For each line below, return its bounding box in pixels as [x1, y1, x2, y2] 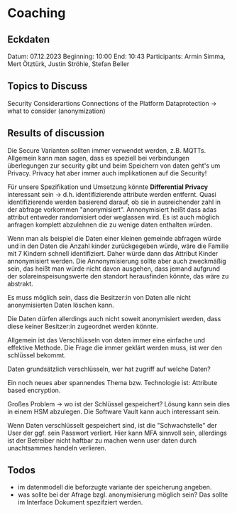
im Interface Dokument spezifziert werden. [17, 498, 143, 507]
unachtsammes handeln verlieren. [7, 443, 106, 452]
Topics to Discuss [7, 80, 88, 92]
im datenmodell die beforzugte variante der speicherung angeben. [17, 483, 212, 492]
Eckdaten [7, 33, 50, 45]
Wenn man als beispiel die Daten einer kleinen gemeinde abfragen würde [7, 234, 221, 242]
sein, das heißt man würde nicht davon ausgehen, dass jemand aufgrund [7, 264, 221, 273]
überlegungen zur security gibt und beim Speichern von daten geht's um [7, 161, 221, 170]
